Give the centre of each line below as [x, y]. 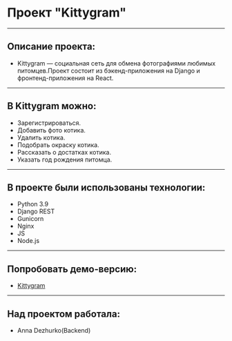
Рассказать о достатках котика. [64, 152]
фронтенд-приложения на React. [65, 78]
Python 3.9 [33, 204]
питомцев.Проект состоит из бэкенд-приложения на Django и [108, 70]
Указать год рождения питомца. [65, 159]
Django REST [36, 211]
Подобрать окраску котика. [58, 145]
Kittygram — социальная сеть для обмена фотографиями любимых [116, 63]
